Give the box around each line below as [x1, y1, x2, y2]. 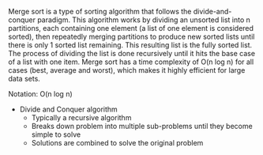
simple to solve [31, 130, 81, 139]
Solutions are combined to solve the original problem [31, 138, 204, 147]
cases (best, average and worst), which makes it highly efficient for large [8, 66, 246, 74]
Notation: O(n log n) [8, 89, 73, 98]
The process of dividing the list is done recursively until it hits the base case [8, 49, 255, 58]
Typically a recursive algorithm [31, 113, 132, 122]
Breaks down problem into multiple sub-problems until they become [31, 122, 253, 130]
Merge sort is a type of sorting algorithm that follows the [8, 7, 192, 16]
